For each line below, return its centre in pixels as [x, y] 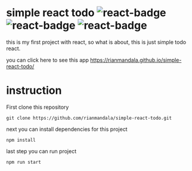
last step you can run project [41, 151]
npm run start [24, 162]
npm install [21, 140]
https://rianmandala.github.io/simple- [136, 60]
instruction [34, 91]
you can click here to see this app [48, 60]
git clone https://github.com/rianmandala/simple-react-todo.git [89, 118]
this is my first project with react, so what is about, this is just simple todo [96, 42]
